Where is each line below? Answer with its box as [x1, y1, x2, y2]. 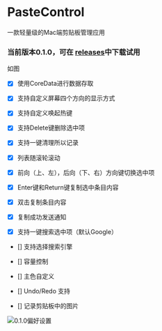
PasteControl [7, 4, 85, 20]
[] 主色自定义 [17, 272, 54, 280]
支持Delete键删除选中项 [17, 123, 86, 132]
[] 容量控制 [17, 257, 49, 265]
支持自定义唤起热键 [17, 109, 73, 117]
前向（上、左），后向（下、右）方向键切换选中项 [17, 168, 155, 176]
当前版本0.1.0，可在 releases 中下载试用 [7, 47, 140, 56]
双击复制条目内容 [17, 198, 67, 206]
